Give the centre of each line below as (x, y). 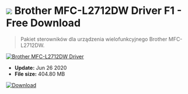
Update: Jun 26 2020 (41, 67)
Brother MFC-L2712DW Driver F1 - (98, 11)
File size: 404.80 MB (40, 74)
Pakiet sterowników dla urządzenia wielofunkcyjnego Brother (94, 39)
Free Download (43, 23)
